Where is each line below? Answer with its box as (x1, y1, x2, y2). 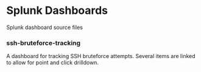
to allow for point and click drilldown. (6, 59, 99, 67)
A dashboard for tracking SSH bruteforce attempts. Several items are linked (6, 53, 196, 60)
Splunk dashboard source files (6, 24, 83, 31)
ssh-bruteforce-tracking (6, 39, 81, 47)
